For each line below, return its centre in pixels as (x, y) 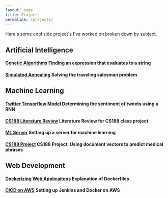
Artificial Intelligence (39, 50)
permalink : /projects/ (29, 19)
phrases (14, 150)
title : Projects (22, 15)
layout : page (19, 10)
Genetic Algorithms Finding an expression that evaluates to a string (78, 63)
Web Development (35, 166)
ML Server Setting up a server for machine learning (61, 133)
